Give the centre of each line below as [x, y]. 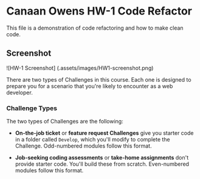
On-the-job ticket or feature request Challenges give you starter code [104, 133]
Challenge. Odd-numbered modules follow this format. [83, 146]
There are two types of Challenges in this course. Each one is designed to [99, 79]
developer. [20, 93]
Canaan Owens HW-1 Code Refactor [99, 11]
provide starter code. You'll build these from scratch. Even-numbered [102, 164]
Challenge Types [32, 108]
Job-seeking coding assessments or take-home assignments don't [102, 158]
